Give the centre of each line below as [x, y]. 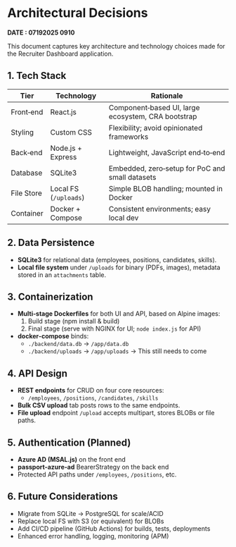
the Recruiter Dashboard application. [60, 54]
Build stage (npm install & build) [74, 321]
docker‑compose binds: [53, 336]
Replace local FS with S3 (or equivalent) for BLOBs [91, 521]
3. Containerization [50, 296]
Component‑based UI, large [154, 107]
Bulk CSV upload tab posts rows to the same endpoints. [99, 405]
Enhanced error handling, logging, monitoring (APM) [93, 536]
